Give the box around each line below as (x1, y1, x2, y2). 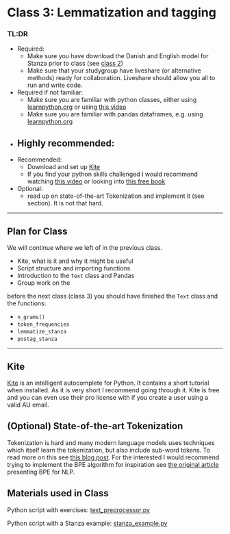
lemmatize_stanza (16, 329, 67, 335)
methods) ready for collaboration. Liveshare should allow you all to (27, 74, 216, 82)
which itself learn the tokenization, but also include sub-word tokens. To (7, 446, 211, 454)
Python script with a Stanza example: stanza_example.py (7, 519, 168, 527)
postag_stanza (16, 335, 57, 343)
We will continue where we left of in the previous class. (7, 244, 163, 252)
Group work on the (16, 279, 71, 287)
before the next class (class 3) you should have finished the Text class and (7, 292, 218, 301)
